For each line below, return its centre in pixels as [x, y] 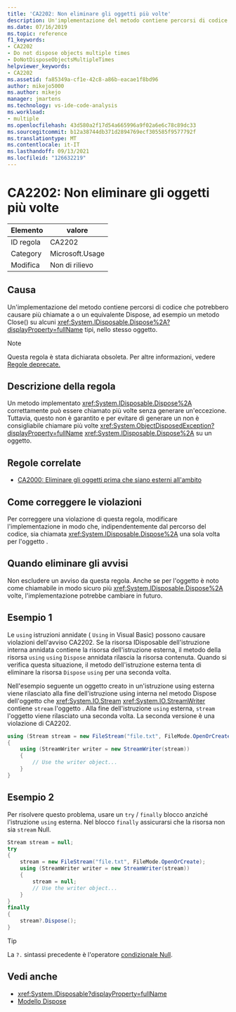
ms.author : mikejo [34, 92]
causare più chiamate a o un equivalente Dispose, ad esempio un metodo [113, 314]
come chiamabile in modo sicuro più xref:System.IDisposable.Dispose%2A [115, 588]
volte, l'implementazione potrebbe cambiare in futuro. [85, 596]
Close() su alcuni [32, 322]
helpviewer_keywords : [39, 66]
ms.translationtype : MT [42, 138]
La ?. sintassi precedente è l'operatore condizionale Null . [90, 954]
